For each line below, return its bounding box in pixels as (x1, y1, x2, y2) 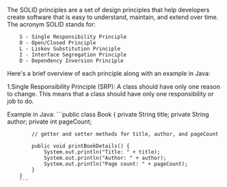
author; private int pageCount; (7, 117, 92, 126)
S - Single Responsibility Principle (19, 33, 127, 40)
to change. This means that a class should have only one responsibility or (7, 90, 214, 98)
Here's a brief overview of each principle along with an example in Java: (7, 70, 211, 77)
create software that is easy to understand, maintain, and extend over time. (7, 13, 219, 21)
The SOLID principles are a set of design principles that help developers (7, 6, 210, 14)
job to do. (7, 97, 34, 105)
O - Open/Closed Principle (19, 40, 96, 46)
